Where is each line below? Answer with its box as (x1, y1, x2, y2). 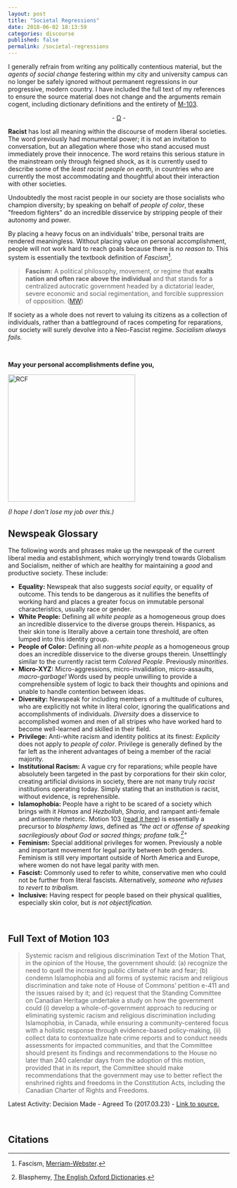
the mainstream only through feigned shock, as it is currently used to (8, 157, 208, 166)
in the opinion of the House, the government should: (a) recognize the (25, 958, 228, 967)
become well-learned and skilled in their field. (18, 725, 151, 733)
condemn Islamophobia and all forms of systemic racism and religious (25, 974, 229, 982)
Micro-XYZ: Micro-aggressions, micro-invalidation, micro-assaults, (18, 665, 214, 673)
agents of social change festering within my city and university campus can (8, 70, 228, 78)
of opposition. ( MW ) (25, 297, 84, 305)
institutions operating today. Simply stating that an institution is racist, (18, 785, 220, 793)
